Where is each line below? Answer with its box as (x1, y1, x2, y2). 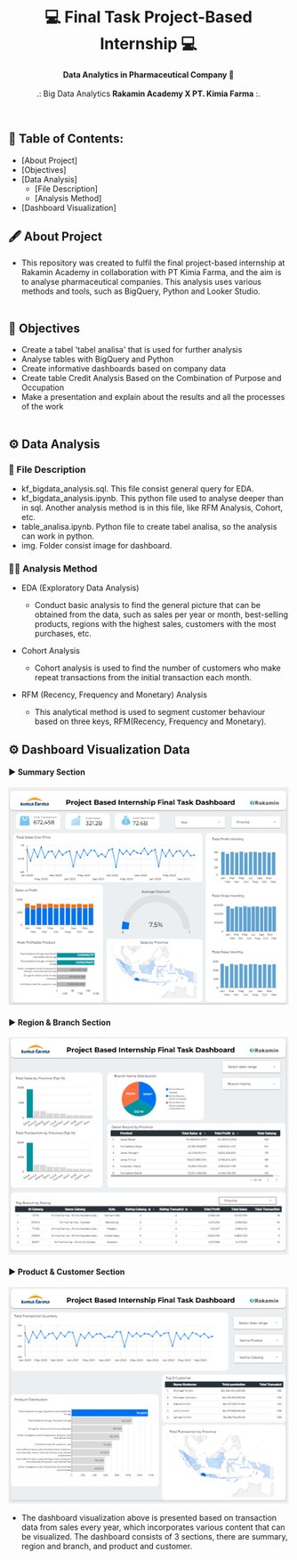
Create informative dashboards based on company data (20, 363, 227, 374)
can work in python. (20, 531, 95, 541)
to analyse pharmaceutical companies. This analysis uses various (20, 276, 261, 287)
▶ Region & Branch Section (8, 1017, 111, 1028)
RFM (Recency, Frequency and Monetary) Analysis (20, 689, 208, 700)
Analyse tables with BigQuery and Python (20, 353, 174, 365)
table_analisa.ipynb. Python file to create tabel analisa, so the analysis (20, 522, 277, 532)
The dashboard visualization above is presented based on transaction (20, 1513, 277, 1523)
